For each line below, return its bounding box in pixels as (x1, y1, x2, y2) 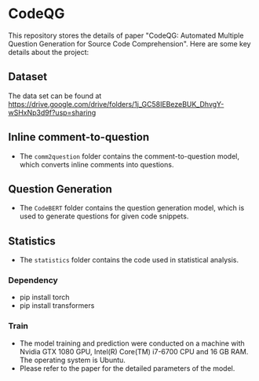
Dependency (8, 275, 59, 286)
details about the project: (8, 47, 89, 57)
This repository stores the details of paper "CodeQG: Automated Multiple (8, 31, 244, 40)
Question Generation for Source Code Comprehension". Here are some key (8, 38, 251, 48)
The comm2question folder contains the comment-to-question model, (19, 151, 240, 161)
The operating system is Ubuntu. (19, 355, 126, 365)
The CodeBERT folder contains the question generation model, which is (19, 203, 245, 213)
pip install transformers (19, 301, 95, 310)
